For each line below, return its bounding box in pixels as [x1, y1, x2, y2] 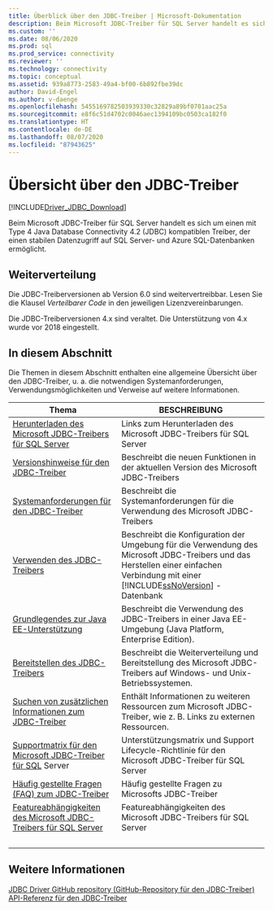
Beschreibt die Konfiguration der [121, 529, 245, 540]
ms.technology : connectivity [8, 65, 107, 73]
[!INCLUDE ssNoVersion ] [121, 580, 214, 591]
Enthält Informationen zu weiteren [121, 691, 250, 702]
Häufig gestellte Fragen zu [121, 778, 223, 790]
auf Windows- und [154, 667, 227, 679]
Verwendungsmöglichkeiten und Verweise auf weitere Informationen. [8, 385, 240, 395]
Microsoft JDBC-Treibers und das [121, 549, 251, 561]
